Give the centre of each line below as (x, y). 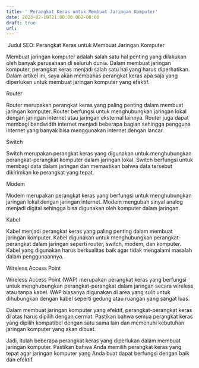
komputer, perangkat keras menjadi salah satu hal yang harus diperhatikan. (98, 70)
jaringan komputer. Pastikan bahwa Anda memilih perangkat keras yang (94, 347)
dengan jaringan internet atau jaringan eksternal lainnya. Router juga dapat (97, 118)
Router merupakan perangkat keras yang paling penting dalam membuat (95, 105)
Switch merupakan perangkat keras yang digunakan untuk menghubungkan (99, 154)
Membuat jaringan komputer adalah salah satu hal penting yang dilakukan (97, 57)
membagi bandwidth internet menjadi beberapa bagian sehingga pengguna (99, 124)
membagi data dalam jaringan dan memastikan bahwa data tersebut (89, 166)
